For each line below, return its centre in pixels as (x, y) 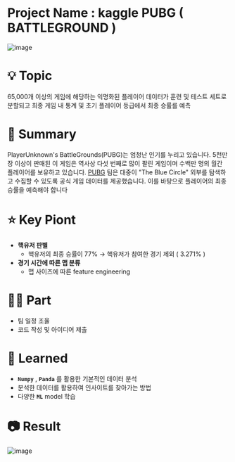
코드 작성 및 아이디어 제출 (52, 329)
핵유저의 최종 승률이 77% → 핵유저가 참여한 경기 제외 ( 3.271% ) (117, 254)
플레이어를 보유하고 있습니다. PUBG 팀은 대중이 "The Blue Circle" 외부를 (107, 172)
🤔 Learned (38, 358)
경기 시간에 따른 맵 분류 (49, 262)
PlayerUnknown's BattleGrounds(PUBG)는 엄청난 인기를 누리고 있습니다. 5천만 (118, 154)
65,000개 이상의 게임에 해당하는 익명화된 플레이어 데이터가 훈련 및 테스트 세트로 (117, 96)
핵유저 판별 (32, 245)
